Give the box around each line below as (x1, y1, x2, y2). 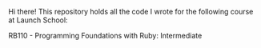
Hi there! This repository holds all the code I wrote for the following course (8, 7, 254, 16)
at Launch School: (8, 15, 68, 25)
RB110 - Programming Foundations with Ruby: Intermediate (8, 31, 203, 40)
